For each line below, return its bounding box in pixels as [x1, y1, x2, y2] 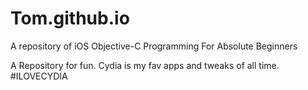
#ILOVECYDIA [10, 70, 68, 82]
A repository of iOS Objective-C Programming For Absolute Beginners [10, 40, 298, 52]
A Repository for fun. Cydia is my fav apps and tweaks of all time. [10, 59, 280, 71]
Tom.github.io [10, 7, 130, 30]
